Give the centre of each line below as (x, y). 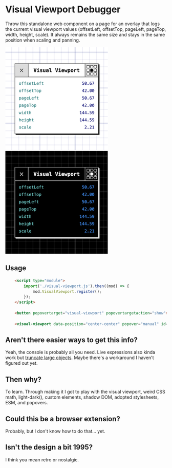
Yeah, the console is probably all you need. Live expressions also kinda (80, 352)
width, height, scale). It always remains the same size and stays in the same (85, 34)
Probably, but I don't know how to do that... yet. (55, 431)
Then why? (24, 379)
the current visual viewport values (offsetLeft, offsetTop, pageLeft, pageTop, (86, 29)
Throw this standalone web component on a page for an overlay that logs (83, 24)
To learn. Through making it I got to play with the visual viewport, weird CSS (85, 392)
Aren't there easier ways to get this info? (72, 340)
